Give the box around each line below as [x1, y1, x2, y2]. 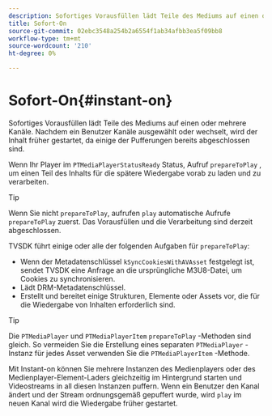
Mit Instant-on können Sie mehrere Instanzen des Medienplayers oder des [8, 363, 257, 373]
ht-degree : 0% [8, 49, 57, 57]
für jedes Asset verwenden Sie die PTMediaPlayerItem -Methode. [34, 348, 250, 358]
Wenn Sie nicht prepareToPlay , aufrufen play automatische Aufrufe [8, 208, 231, 218]
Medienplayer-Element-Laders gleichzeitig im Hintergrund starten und [8, 372, 243, 382]
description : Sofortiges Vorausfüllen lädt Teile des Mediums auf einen [8, 11, 259, 20]
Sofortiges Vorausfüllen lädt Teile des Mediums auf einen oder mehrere [8, 118, 247, 128]
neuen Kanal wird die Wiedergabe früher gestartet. [8, 398, 178, 408]
